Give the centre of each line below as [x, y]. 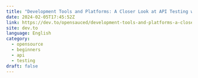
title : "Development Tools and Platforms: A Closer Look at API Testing [97, 11]
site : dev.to [22, 28]
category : [18, 39]
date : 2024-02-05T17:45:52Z [41, 17]
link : [13, 22]
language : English [29, 33]
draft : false [22, 66]
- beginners [26, 50]
